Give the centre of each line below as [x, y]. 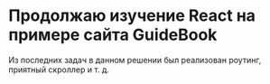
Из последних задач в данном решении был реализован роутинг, [135, 60]
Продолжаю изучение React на [132, 16]
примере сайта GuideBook [113, 35]
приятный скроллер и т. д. [59, 70]
